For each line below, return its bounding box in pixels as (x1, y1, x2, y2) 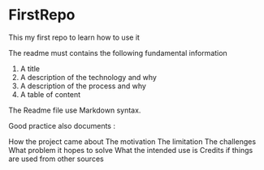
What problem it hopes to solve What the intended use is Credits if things (8, 145, 253, 155)
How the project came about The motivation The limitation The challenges (8, 136, 257, 147)
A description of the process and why (19, 81, 146, 91)
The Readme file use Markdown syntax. (8, 105, 141, 115)
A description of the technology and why (19, 72, 157, 82)
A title (19, 63, 41, 74)
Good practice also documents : (8, 121, 116, 130)
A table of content (19, 89, 81, 99)
